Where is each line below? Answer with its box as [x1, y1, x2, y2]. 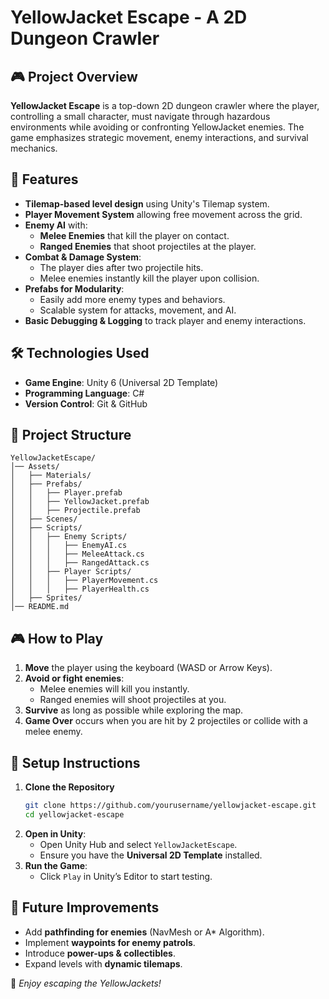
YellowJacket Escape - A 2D [10, 6, 248, 29]
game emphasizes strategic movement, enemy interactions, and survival [10, 132, 309, 143]
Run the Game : [24, 859, 88, 871]
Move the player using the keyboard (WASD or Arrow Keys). [24, 662, 273, 674]
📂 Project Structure [10, 427, 132, 444]
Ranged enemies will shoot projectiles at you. [39, 694, 227, 706]
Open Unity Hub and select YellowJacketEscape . [39, 838, 238, 850]
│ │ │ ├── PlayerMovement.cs [10, 576, 159, 586]
